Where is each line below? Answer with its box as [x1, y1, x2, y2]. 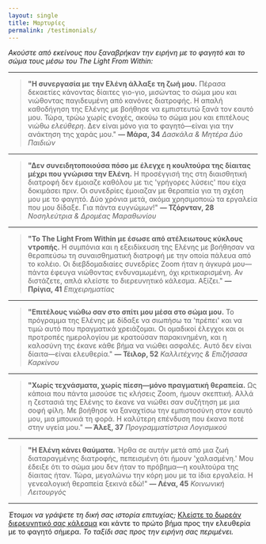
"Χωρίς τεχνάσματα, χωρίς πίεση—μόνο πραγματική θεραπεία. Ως [27, 381, 257, 390]
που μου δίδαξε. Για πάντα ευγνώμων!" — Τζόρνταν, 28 [27, 203, 215, 212]
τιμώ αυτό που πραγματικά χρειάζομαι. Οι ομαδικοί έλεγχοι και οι [27, 324, 245, 333]
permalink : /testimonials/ [8, 26, 97, 34]
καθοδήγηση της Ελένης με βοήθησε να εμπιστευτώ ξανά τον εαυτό [27, 105, 254, 114]
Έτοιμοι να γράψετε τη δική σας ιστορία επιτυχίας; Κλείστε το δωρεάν [8, 510, 241, 519]
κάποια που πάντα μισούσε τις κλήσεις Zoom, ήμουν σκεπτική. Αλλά [27, 389, 254, 398]
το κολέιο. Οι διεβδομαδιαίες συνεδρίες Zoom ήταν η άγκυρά [27, 259, 231, 269]
